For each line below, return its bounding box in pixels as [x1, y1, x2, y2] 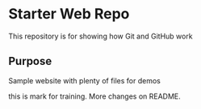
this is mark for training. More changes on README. [8, 91, 182, 101]
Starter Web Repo [8, 5, 130, 23]
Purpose [8, 54, 52, 68]
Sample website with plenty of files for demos [8, 75, 161, 85]
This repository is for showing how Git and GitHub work [8, 31, 193, 41]
